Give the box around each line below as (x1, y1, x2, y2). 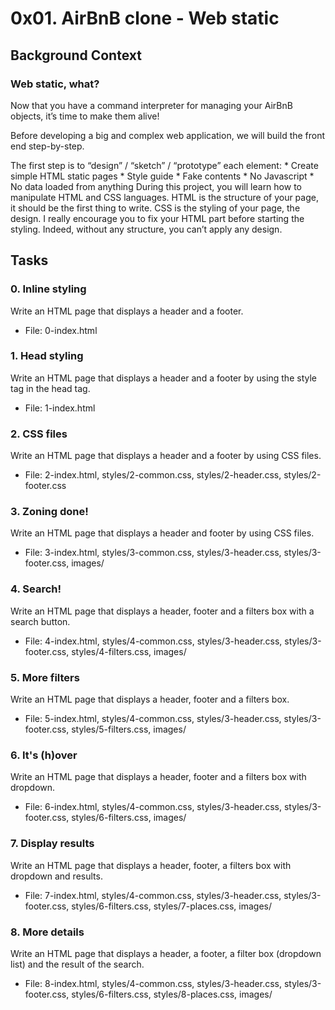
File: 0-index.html (24, 324, 98, 336)
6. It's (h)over (10, 748, 78, 762)
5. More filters (10, 670, 80, 684)
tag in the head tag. (10, 382, 91, 394)
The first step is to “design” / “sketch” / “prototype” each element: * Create (10, 159, 319, 171)
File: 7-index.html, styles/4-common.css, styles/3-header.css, (24, 889, 282, 901)
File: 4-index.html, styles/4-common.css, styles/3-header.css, (24, 635, 283, 647)
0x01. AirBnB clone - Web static (10, 7, 280, 30)
